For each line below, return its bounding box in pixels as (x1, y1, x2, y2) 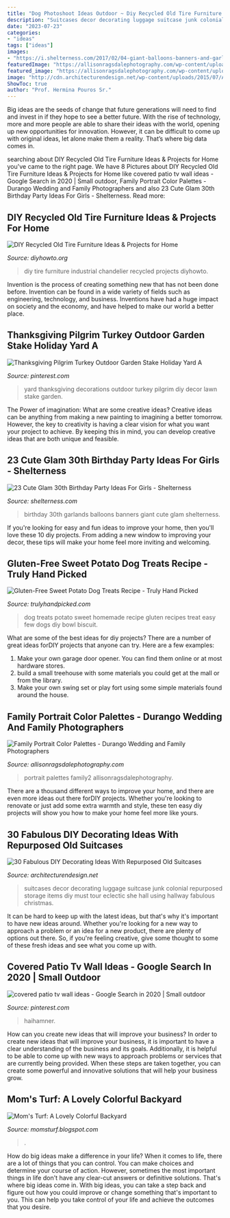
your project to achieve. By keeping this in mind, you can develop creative (7, 427, 216, 436)
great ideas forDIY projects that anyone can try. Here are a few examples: (7, 641, 214, 649)
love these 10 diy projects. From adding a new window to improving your (7, 530, 212, 539)
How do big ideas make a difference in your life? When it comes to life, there (7, 1151, 222, 1160)
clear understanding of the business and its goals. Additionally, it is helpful (7, 1044, 217, 1053)
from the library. (16, 677, 63, 685)
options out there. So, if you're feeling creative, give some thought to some (7, 934, 219, 942)
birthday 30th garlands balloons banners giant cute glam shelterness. (23, 510, 220, 518)
